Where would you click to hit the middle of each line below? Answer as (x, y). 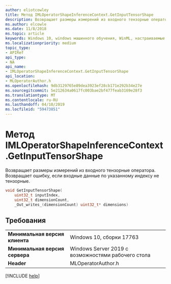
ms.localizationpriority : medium (41, 43)
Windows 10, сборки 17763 (104, 237)
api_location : (20, 76)
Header (17, 264)
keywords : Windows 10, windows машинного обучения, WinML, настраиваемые (85, 39)
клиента (18, 241)
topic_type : (18, 48)
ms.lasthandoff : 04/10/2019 (35, 105)
